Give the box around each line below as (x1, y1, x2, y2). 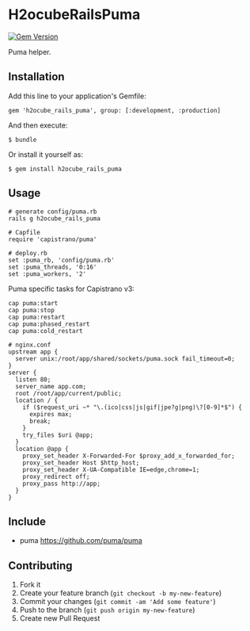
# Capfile (8, 228, 41, 236)
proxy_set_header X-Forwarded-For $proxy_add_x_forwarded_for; (22, 452, 236, 460)
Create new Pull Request (19, 614, 100, 623)
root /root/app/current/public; (15, 389, 123, 397)
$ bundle (8, 136, 37, 143)
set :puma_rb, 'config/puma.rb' (8, 256, 115, 264)
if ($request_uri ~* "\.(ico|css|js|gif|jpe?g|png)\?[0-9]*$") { (22, 403, 243, 411)
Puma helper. (8, 47, 51, 56)
